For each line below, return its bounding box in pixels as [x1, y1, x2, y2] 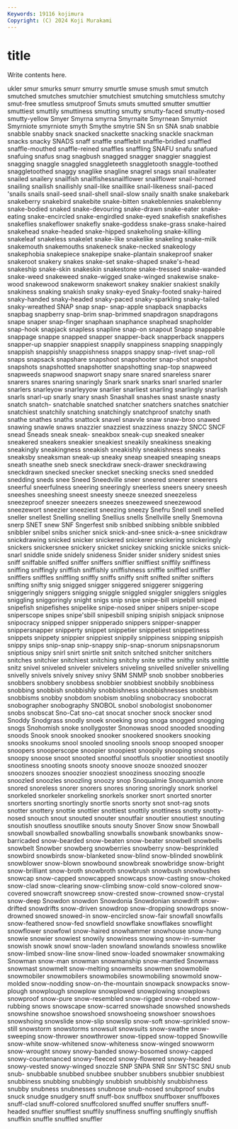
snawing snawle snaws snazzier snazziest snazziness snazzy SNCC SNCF [7, 423, 226, 432]
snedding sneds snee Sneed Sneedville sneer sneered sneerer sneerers [7, 476, 218, 484]
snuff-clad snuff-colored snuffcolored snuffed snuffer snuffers [7, 1100, 190, 1108]
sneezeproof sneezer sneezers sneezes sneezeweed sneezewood [7, 498, 202, 507]
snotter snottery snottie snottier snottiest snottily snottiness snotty [7, 806, 202, 815]
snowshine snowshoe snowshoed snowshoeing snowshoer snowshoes [7, 1009, 216, 1018]
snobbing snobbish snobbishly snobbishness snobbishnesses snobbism [7, 686, 218, 694]
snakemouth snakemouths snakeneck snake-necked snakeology [7, 242, 196, 251]
